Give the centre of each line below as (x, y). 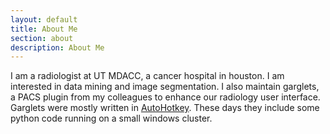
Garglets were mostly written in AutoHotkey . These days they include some (165, 108)
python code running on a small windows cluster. (111, 118)
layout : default (44, 19)
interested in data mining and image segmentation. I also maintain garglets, (165, 87)
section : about (42, 38)
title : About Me (44, 29)
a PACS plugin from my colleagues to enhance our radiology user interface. (165, 97)
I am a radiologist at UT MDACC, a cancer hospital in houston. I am (147, 76)
